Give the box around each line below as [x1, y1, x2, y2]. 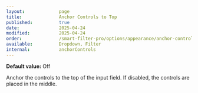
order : [6, 36, 22, 42]
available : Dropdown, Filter [6, 42, 101, 47]
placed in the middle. [6, 80, 57, 87]
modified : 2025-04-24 [6, 30, 85, 36]
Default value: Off [6, 63, 51, 70]
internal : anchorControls [6, 47, 96, 53]
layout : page [6, 8, 70, 15]
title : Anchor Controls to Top [6, 14, 117, 20]
